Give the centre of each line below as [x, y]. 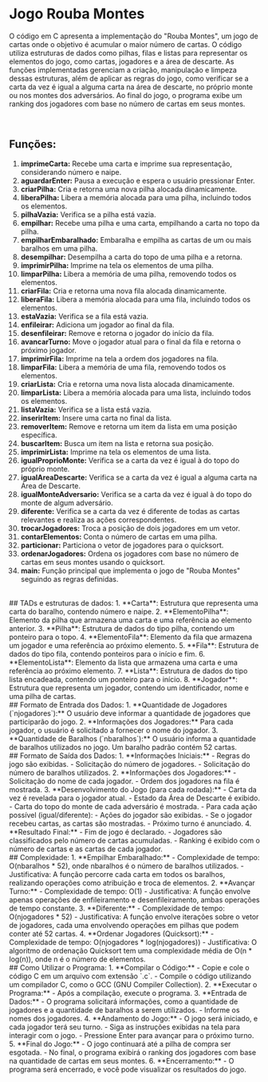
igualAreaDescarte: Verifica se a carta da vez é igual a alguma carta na [139, 477]
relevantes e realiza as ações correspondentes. [99, 519]
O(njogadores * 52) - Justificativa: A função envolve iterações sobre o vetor [134, 916]
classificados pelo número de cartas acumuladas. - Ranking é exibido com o [134, 840]
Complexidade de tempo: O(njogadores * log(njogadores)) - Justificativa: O [133, 942]
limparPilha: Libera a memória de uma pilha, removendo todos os [128, 274]
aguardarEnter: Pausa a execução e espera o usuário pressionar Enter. [138, 180]
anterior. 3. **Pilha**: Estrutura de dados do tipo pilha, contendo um [122, 628]
